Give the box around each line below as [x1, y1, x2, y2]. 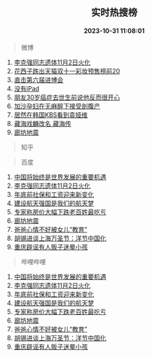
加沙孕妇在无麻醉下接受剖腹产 [13, 101, 100, 110]
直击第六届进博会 [13, 76, 64, 84]
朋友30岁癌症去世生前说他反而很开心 [13, 93, 120, 101]
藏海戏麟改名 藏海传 [13, 119, 71, 127]
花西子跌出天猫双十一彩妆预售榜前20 [13, 66, 120, 75]
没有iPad [13, 84, 40, 92]
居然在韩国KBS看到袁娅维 [13, 111, 88, 119]
